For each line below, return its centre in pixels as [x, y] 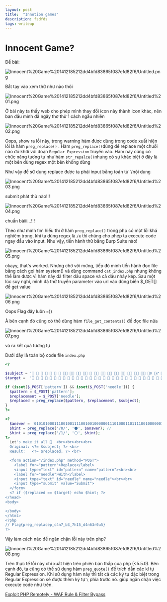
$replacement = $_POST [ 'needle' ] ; [45, 396]
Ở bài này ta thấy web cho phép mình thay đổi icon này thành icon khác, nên [83, 111]
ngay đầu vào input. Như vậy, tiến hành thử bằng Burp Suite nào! [71, 241]
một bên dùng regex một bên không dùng [48, 162]
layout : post [19, 10]
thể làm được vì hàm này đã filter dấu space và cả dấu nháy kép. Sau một [80, 276]
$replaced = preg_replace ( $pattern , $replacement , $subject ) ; [75, 401]
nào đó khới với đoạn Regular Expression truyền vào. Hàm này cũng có [78, 152]
